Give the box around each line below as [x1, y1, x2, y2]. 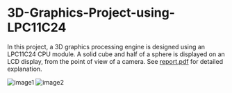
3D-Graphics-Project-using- [7, 5, 176, 21]
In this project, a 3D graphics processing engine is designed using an [7, 42, 206, 51]
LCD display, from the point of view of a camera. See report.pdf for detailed [7, 57, 224, 65]
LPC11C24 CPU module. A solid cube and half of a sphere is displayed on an [7, 50, 226, 58]
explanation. [7, 65, 43, 73]
